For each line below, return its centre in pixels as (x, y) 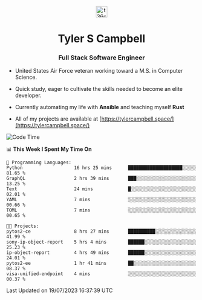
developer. (28, 95)
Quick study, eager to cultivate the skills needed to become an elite (99, 89)
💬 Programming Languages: (39, 163)
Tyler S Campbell (102, 39)
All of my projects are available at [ (58, 119)
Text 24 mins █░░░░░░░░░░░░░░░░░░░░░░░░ (101, 189)
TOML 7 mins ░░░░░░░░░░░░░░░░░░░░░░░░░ (101, 210)
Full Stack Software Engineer (102, 58)
